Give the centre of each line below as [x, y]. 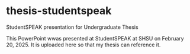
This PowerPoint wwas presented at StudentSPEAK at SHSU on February [95, 38]
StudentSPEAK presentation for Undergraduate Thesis [72, 27]
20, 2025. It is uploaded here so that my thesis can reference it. [83, 45]
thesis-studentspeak [59, 11]
